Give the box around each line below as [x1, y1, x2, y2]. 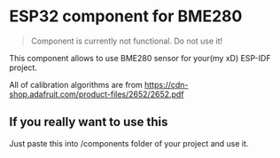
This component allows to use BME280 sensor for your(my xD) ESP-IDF [9, 52, 271, 63]
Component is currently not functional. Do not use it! [30, 36, 223, 46]
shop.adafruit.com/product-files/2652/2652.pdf [9, 89, 184, 99]
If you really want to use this [9, 115, 168, 130]
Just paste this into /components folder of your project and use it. [9, 138, 249, 148]
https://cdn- [144, 79, 189, 90]
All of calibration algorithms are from [9, 79, 144, 90]
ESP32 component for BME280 [9, 6, 243, 27]
